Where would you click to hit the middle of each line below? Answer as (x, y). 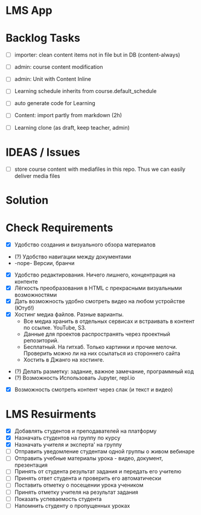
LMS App (29, 11)
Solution (27, 200)
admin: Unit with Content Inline (53, 79)
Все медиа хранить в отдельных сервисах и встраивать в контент (109, 321)
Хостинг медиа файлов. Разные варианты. (69, 314)
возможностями (36, 295)
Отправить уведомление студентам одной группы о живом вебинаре (104, 452)
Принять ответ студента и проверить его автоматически (88, 478)
